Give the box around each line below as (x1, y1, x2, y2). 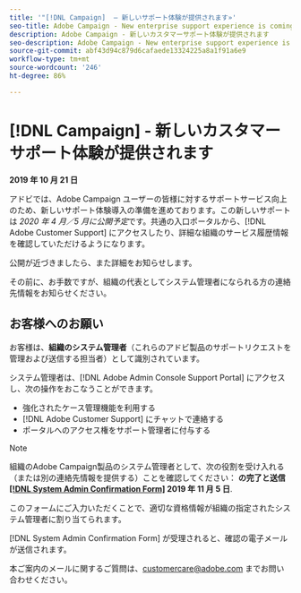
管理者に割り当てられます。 (24, 513, 127, 524)
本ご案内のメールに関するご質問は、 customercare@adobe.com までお (9, 563, 269, 573)
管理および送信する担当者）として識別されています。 (9, 353, 204, 364)
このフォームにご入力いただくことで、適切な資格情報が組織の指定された (9, 503, 276, 513)
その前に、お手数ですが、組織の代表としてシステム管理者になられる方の (9, 276, 276, 287)
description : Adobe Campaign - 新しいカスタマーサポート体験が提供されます (9, 30, 271, 39)
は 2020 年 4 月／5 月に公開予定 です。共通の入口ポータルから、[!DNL (9, 216, 267, 227)
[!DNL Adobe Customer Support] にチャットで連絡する (21, 413, 224, 424)
